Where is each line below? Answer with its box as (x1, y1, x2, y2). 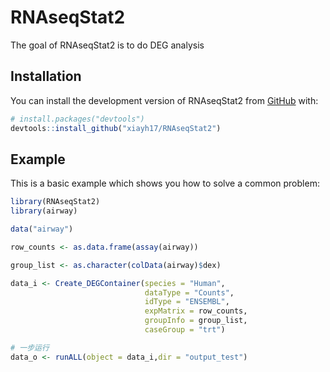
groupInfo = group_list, (144, 316, 248, 326)
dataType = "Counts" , (144, 287, 235, 298)
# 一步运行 (10, 342, 50, 353)
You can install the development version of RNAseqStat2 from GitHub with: (10, 94, 319, 106)
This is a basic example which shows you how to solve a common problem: (10, 177, 320, 190)
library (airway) (10, 206, 78, 216)
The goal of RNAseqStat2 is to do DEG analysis (10, 39, 205, 51)
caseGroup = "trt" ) (144, 325, 226, 335)
